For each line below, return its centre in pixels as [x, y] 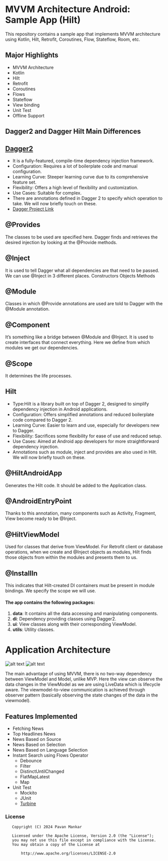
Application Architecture [58, 650]
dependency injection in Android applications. [60, 409]
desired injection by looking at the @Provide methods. [61, 242]
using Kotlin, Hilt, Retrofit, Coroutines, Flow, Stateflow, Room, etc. [73, 39]
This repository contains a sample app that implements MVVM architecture [83, 34]
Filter [25, 766]
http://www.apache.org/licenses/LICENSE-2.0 [68, 853]
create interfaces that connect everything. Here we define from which [77, 342]
